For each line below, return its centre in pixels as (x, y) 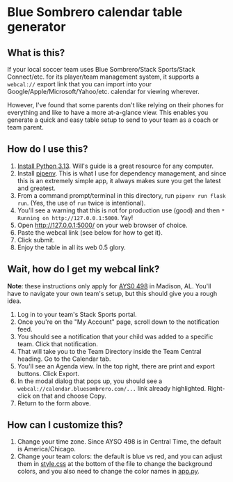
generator (37, 27)
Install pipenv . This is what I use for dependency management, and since (122, 173)
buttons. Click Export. (48, 373)
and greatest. (36, 188)
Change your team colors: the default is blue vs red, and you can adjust (120, 456)
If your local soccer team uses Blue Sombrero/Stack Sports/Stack (101, 69)
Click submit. (36, 240)
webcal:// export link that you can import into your (79, 84)
